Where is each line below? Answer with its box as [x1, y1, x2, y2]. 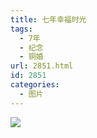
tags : [10, 24, 33, 34]
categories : [10, 80, 60, 90]
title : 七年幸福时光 [10, 14, 87, 25]
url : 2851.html [10, 61, 74, 71]
